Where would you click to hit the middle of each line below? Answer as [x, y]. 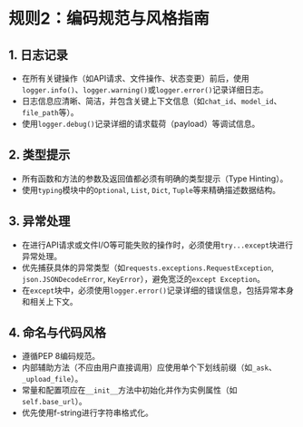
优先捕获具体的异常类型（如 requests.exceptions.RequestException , [147, 267]
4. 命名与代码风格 [57, 333]
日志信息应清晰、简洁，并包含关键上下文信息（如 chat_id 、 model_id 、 [151, 101]
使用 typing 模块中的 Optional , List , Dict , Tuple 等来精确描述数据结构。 [151, 189]
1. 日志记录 [39, 55]
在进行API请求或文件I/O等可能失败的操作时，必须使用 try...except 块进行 [157, 245]
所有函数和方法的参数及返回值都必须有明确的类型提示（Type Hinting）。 [155, 179]
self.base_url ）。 [54, 402]
